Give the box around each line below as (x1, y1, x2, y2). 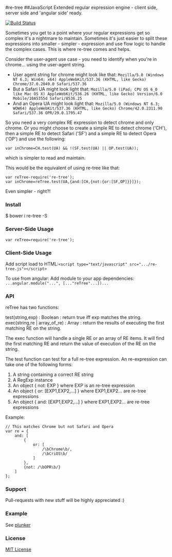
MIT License (5, 546, 32, 552)
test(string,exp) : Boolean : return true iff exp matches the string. (5, 314, 142, 320)
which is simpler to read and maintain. (5, 155, 86, 161)
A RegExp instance (12, 377, 53, 383)
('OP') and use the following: (5, 136, 66, 142)
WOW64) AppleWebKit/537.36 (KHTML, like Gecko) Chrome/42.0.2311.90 (12, 106, 163, 111)
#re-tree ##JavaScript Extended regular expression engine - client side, (5, 5, 158, 10)
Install (5, 201, 22, 208)
